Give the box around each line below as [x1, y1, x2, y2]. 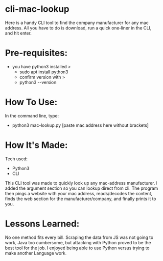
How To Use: [5, 97, 58, 108]
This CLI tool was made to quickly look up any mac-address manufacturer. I [5, 180, 158, 186]
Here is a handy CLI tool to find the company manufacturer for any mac [5, 20, 149, 26]
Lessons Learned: [5, 218, 80, 229]
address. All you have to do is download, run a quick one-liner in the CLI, [5, 25, 152, 30]
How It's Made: [5, 140, 68, 150]
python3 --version [19, 79, 57, 85]
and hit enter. [5, 30, 32, 36]
